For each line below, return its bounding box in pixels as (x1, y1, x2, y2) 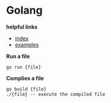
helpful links (6, 23, 38, 30)
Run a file (6, 52, 30, 60)
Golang (6, 4, 43, 17)
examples (14, 41, 39, 48)
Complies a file (6, 74, 44, 82)
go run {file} (6, 64, 42, 70)
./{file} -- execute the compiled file (6, 91, 106, 97)
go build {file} (6, 86, 47, 92)
